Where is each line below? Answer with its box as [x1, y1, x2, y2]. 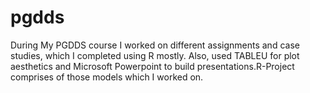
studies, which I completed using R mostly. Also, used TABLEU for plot [10, 49, 300, 61]
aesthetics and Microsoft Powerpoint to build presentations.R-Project [10, 60, 295, 72]
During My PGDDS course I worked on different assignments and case [10, 39, 300, 51]
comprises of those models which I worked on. [10, 71, 204, 83]
